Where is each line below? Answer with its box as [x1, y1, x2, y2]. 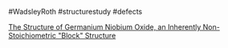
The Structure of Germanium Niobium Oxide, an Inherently [8, 22, 202, 31]
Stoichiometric [8, 31, 57, 40]
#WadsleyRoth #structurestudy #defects [8, 7, 143, 16]
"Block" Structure [58, 31, 116, 40]
